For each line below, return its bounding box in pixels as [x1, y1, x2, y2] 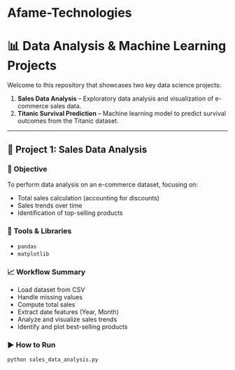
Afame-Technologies [7, 5, 132, 21]
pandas [17, 243, 37, 251]
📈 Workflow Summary [7, 267, 86, 277]
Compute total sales [17, 300, 76, 309]
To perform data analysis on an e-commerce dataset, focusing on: [7, 180, 198, 188]
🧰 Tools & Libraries [7, 225, 72, 235]
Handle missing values [17, 293, 83, 302]
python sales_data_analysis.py [7, 356, 99, 363]
